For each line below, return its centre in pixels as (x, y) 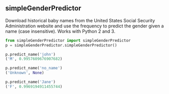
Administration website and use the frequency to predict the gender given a (84, 26)
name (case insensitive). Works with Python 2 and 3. (60, 31)
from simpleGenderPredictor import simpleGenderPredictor (68, 40)
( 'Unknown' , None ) (25, 73)
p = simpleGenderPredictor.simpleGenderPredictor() (61, 45)
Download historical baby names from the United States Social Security (80, 20)
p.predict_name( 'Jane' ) (31, 82)
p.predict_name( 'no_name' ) (34, 68)
